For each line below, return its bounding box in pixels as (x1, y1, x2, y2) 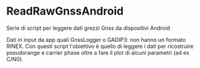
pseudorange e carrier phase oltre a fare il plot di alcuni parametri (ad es (6, 49, 190, 56)
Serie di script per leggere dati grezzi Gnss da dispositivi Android (6, 24, 170, 32)
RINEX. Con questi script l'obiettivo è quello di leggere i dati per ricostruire (6, 42, 194, 50)
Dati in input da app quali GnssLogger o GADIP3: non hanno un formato (6, 36, 187, 43)
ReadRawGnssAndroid (6, 4, 124, 18)
